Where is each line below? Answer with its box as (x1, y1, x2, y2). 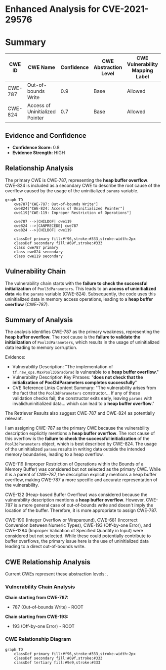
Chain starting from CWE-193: (5, 614, 69, 620)
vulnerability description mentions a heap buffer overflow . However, (5, 497, 145, 503)
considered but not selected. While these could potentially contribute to (5, 533, 151, 539)
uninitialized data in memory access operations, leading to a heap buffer (5, 296, 153, 302)
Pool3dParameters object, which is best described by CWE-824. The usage (5, 441, 157, 447)
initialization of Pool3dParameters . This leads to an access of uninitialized (5, 285, 157, 291)
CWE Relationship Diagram (5, 636, 71, 643)
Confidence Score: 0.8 (12, 144, 60, 150)
